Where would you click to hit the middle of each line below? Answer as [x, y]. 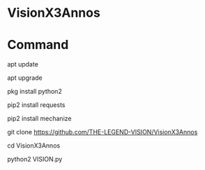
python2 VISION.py [35, 160]
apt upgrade [25, 78]
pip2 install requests [36, 105]
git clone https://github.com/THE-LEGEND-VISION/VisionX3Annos [102, 132]
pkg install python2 [35, 92]
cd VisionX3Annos [34, 146]
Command [38, 45]
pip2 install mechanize [39, 119]
